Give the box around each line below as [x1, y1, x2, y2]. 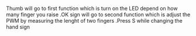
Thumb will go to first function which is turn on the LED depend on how [6, 5, 178, 12]
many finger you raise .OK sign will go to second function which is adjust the [6, 11, 191, 18]
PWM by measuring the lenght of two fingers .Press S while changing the [6, 17, 183, 24]
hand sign [6, 23, 30, 30]
